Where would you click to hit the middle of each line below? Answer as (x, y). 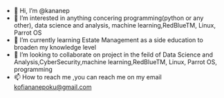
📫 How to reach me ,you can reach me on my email (88, 77)
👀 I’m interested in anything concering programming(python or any (109, 18)
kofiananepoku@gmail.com (53, 87)
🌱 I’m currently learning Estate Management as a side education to (109, 40)
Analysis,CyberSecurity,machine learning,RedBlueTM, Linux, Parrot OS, (115, 62)
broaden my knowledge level (55, 47)
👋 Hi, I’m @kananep (42, 11)
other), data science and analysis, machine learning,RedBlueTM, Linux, (115, 25)
